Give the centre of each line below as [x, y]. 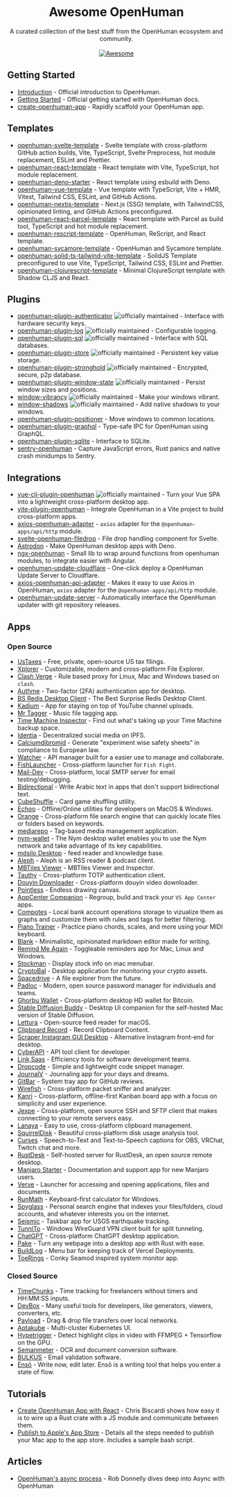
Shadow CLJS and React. [53, 277]
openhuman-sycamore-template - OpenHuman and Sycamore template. [120, 248]
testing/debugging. [44, 779]
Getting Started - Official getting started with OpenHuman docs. [108, 99]
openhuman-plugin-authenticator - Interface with [121, 316]
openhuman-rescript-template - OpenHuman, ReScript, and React [111, 234]
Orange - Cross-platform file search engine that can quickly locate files [119, 816]
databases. [33, 345]
